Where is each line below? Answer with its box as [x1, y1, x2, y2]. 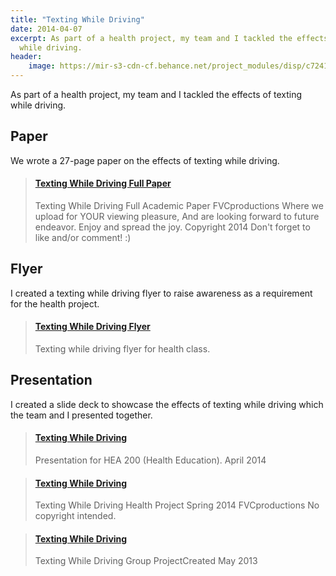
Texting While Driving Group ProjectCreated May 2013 [34, 555, 258, 567]
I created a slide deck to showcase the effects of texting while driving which [10, 398, 324, 410]
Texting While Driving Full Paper [34, 177, 172, 190]
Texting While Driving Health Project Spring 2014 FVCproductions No [34, 499, 320, 511]
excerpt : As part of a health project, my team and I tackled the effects [10, 33, 329, 43]
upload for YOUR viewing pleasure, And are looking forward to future [34, 211, 320, 223]
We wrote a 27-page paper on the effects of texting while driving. [10, 154, 280, 166]
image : [28, 61, 56, 71]
